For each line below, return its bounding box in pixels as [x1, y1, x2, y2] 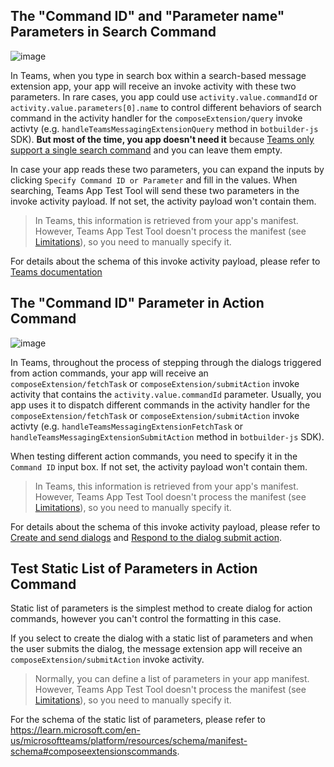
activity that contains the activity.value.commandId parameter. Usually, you [10, 388, 322, 400]
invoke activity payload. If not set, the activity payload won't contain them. [10, 195, 317, 207]
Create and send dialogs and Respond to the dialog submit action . [10, 531, 283, 543]
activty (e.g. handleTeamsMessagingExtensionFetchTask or [10, 420, 243, 432]
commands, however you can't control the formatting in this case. [10, 613, 282, 625]
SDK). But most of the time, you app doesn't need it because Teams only [10, 133, 315, 145]
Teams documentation [10, 265, 103, 278]
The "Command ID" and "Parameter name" [10, 8, 285, 25]
